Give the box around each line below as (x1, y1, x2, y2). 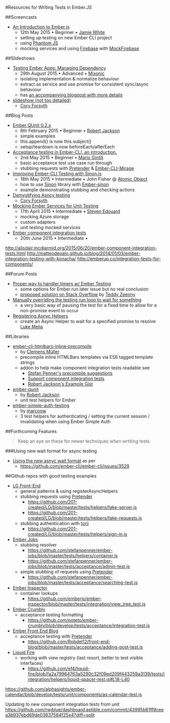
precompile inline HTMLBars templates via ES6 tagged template (20, 354, 153, 360)
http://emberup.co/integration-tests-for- (77, 256, 161, 262)
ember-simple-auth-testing (12, 402, 69, 408)
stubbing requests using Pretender (20, 493, 93, 499)
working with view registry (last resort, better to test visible (20, 655, 143, 661)
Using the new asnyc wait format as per (12, 458, 96, 463)
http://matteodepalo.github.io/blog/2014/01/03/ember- (27, 250, 141, 256)
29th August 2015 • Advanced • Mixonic (20, 70, 105, 76)
